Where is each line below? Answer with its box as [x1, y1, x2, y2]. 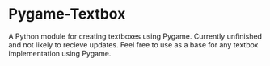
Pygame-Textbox [8, 5, 126, 23]
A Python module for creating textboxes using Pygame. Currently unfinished [8, 31, 263, 41]
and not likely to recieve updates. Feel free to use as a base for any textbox [8, 39, 259, 49]
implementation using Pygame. [8, 48, 112, 58]
